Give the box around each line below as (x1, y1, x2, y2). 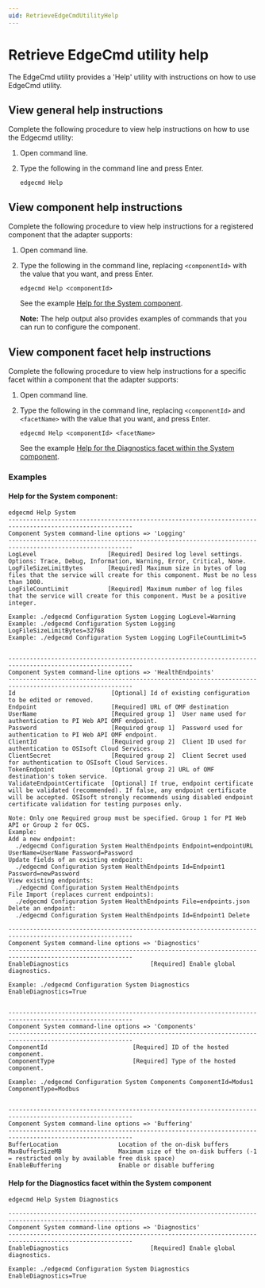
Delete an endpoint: (8, 905, 77, 913)
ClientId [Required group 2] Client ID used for (8, 738, 247, 746)
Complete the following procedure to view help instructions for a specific (8, 367, 247, 375)
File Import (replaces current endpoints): (8, 890, 155, 899)
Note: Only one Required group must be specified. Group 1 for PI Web (8, 814, 247, 822)
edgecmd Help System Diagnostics (8, 1196, 119, 1204)
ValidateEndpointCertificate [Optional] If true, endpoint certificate (8, 779, 254, 788)
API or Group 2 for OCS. (8, 821, 90, 829)
